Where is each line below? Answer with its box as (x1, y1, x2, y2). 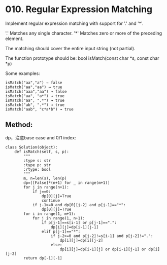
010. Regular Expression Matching (5, 4, 153, 15)
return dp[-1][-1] (23, 255, 62, 260)
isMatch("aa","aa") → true (5, 85, 62, 90)
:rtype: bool (23, 167, 51, 172)
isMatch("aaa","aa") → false (5, 89, 67, 94)
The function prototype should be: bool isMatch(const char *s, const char (5, 55, 159, 61)
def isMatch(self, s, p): (14, 149, 70, 154)
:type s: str (23, 158, 51, 163)
